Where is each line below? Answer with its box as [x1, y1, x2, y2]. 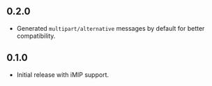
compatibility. [16, 31, 56, 40]
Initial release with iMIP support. [16, 70, 109, 79]
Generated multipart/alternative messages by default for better [16, 24, 205, 32]
